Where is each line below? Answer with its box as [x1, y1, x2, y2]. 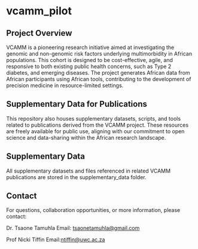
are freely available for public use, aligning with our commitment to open [6, 127, 185, 135]
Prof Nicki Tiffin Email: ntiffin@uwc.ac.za [6, 236, 105, 243]
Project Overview [6, 28, 72, 38]
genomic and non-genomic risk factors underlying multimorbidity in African [6, 50, 193, 57]
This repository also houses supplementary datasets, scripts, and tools [6, 115, 181, 122]
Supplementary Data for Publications [6, 99, 148, 109]
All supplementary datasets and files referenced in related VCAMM [6, 167, 171, 174]
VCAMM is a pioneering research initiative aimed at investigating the [6, 44, 175, 51]
